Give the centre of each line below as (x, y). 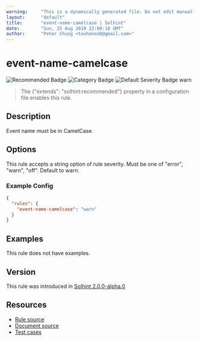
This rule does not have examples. (48, 253)
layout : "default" (36, 17)
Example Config (30, 185)
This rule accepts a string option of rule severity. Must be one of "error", (95, 164)
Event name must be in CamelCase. (50, 131)
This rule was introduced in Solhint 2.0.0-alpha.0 (66, 286)
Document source (37, 325)
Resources (26, 305)
